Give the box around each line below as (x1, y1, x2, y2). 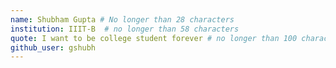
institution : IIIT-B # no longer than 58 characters (10, 24, 240, 34)
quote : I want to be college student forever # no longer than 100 (10, 33, 298, 43)
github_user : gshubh (10, 42, 97, 53)
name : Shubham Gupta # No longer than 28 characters (10, 14, 235, 25)
